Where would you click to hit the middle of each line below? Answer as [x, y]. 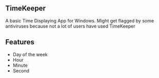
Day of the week [30, 54]
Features [20, 42]
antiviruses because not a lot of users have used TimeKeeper [70, 26]
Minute [20, 65]
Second [21, 70]
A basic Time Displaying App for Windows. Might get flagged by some [80, 20]
